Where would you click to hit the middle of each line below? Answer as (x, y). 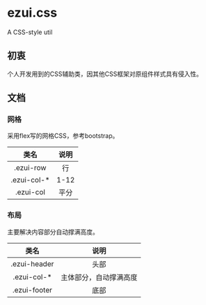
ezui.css (32, 13)
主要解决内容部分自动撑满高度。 (53, 232)
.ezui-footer (33, 290)
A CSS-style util (30, 32)
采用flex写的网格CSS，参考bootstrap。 (63, 136)
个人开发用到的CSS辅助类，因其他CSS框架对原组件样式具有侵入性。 (105, 74)
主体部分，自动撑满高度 (99, 277)
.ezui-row (30, 168)
